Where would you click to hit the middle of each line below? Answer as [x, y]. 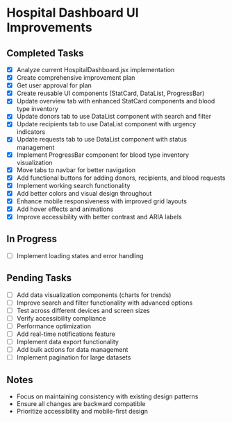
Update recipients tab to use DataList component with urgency [106, 124]
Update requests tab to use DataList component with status [102, 140]
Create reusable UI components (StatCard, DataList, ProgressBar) [110, 93]
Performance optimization [54, 326]
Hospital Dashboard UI [73, 13]
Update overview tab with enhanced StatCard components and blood [116, 101]
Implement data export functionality [68, 342]
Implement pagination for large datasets [74, 357]
